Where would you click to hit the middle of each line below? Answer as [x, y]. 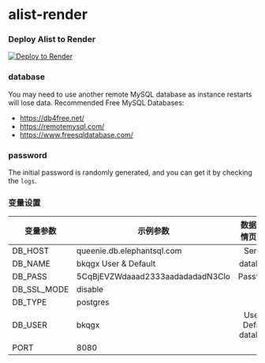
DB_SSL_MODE [41, 289]
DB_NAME [32, 264]
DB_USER [30, 325]
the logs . [22, 181]
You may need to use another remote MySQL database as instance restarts [130, 94]
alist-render [48, 15]
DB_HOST [31, 251]
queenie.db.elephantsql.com [129, 251]
